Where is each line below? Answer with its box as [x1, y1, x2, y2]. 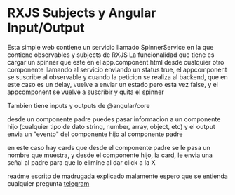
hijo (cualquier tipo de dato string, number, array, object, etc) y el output [7, 122, 215, 130]
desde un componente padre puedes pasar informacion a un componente [7, 114, 221, 123]
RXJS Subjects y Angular [7, 5, 156, 21]
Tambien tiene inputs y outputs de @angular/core [7, 101, 150, 109]
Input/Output [7, 20, 86, 36]
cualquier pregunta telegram [7, 179, 90, 187]
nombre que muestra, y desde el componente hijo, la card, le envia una [7, 151, 213, 159]
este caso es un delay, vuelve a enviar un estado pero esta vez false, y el [7, 80, 219, 88]
